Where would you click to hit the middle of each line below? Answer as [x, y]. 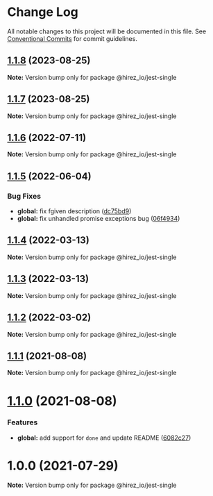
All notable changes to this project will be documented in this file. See [107, 31]
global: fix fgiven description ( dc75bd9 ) [74, 211]
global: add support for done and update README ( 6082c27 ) [104, 438]
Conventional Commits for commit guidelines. [72, 38]
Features [23, 422]
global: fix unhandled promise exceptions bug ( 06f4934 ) [99, 219]
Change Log [43, 12]
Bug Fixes [24, 196]
